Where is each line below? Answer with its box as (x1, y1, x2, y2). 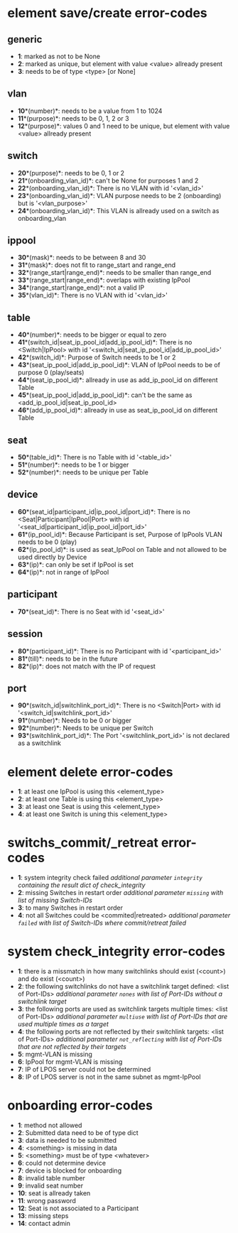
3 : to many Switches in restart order (17, 903, 123, 912)
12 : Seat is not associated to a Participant (17, 1204, 139, 1212)
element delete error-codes (7, 764, 173, 780)
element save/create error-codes (7, 5, 207, 21)
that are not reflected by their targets (17, 1043, 126, 1051)
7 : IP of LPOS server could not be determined (17, 1065, 151, 1074)
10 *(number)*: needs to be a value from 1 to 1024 (17, 107, 163, 115)
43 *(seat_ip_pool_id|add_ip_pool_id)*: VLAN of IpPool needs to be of (17, 361, 220, 369)
